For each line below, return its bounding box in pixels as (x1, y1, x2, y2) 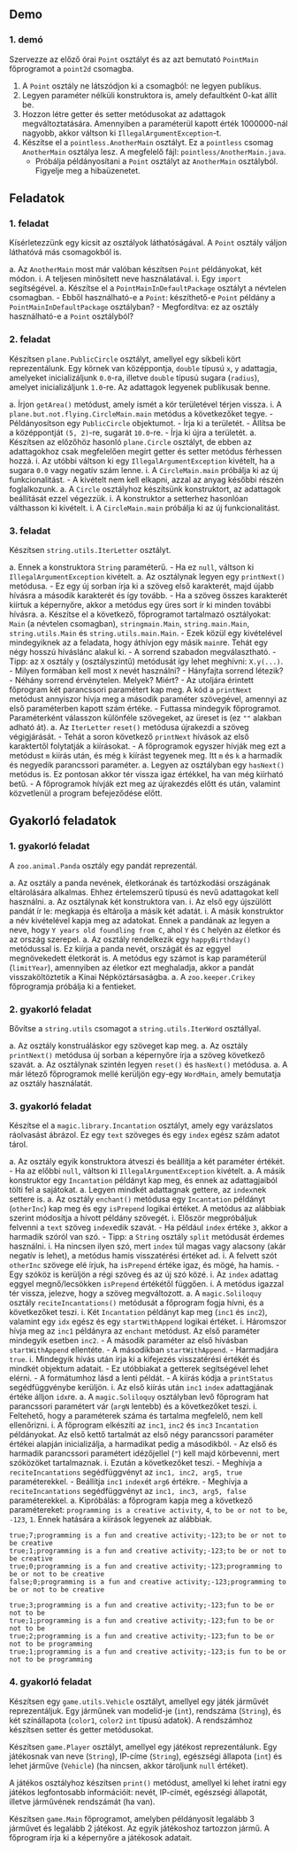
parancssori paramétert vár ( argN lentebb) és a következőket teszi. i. (9, 1401, 258, 1412)
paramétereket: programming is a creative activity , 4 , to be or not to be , (9, 1505, 288, 1515)
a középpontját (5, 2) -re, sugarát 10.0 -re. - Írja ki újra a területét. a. (9, 427, 257, 438)
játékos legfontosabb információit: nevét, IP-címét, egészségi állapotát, (9, 1786, 268, 1797)
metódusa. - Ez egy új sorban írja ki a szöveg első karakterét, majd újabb (9, 580, 274, 591)
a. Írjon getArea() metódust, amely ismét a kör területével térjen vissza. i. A (9, 399, 283, 409)
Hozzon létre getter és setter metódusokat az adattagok (21, 108, 226, 119)
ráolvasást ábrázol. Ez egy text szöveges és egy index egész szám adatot (9, 1130, 280, 1140)
